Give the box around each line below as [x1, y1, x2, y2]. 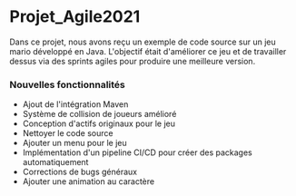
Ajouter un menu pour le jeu [22, 138, 127, 149]
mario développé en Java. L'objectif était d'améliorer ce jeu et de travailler [9, 45, 287, 56]
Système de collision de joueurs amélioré [22, 109, 177, 120]
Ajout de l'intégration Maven [22, 99, 129, 110]
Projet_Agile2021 [9, 6, 141, 27]
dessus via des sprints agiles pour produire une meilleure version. [9, 55, 256, 66]
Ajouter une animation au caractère [22, 176, 155, 187]
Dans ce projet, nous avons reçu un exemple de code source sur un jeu [9, 36, 276, 47]
